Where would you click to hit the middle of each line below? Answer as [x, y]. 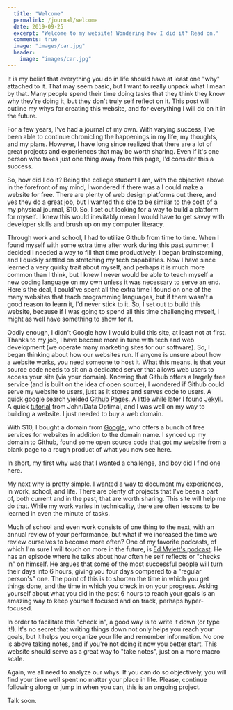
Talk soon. [22, 700]
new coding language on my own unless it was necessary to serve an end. [114, 282]
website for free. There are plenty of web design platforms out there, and [112, 194]
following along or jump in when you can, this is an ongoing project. [104, 687]
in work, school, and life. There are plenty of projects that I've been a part [113, 491]
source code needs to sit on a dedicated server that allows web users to [111, 369]
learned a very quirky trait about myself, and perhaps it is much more [106, 267]
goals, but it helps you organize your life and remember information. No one [116, 636]
